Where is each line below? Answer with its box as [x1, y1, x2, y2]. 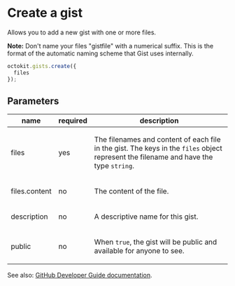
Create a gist [7, 5, 83, 21]
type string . [94, 161, 135, 171]
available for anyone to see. [94, 246, 185, 256]
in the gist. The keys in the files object [94, 144, 222, 154]
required [58, 116, 87, 125]
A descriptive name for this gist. [94, 212, 199, 222]
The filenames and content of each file [94, 135, 222, 144]
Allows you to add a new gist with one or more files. [7, 28, 156, 36]
